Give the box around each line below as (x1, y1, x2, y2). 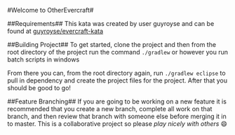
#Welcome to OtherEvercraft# (7, 6, 94, 14)
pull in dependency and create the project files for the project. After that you (7, 76, 228, 85)
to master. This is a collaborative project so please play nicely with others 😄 (7, 120, 228, 128)
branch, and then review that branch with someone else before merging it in (7, 112, 227, 120)
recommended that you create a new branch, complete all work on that (7, 105, 213, 113)
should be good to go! (7, 84, 72, 92)
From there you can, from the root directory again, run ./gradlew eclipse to (7, 69, 226, 77)
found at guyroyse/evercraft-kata (7, 27, 104, 35)
